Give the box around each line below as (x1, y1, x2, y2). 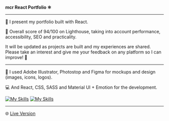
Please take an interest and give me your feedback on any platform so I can (5, 49, 162, 55)
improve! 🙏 (5, 54, 28, 60)
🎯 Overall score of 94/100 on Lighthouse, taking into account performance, (5, 29, 161, 34)
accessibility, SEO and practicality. (5, 34, 77, 40)
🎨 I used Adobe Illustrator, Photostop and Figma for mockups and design (5, 69, 156, 75)
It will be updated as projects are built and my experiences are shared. (5, 44, 151, 49)
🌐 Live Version (5, 110, 36, 116)
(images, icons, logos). (5, 74, 53, 80)
